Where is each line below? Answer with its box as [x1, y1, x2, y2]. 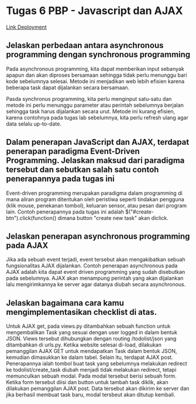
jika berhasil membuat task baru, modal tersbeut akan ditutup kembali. [6, 391, 176, 398]
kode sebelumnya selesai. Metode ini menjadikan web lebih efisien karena [6, 77, 185, 84]
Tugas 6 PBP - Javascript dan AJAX [6, 4, 183, 18]
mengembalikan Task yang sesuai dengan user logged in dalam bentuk [6, 329, 177, 336]
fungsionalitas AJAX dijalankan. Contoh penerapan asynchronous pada [6, 262, 178, 269]
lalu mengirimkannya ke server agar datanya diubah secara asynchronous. [6, 281, 186, 288]
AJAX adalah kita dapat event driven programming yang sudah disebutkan [6, 269, 185, 276]
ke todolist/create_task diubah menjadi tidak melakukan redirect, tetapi [6, 366, 177, 374]
